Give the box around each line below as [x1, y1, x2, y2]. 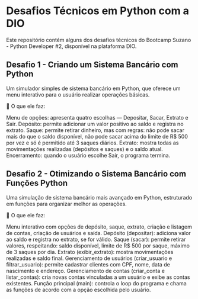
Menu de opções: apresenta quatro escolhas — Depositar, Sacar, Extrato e [6, 114, 189, 121]
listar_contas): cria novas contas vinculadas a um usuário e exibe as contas [6, 274, 190, 281]
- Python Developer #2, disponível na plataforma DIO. [6, 43, 137, 50]
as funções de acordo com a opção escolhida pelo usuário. [6, 286, 151, 293]
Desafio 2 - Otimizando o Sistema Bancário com [6, 169, 187, 179]
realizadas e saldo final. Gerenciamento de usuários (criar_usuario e [6, 255, 173, 262]
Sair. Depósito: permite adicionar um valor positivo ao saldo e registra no [6, 120, 184, 127]
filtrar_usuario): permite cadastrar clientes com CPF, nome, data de [6, 261, 170, 268]
